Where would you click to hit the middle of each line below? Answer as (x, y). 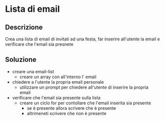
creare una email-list (33, 71)
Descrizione (24, 27)
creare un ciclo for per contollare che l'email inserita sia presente (85, 103)
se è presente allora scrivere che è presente (71, 108)
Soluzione (21, 60)
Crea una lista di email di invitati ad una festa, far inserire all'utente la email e (82, 39)
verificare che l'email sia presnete (39, 44)
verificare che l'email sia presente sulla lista (56, 97)
